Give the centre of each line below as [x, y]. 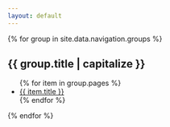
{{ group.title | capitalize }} [77, 64]
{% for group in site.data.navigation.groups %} [85, 39]
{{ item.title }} [41, 92]
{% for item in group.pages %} [70, 83]
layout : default [35, 16]
